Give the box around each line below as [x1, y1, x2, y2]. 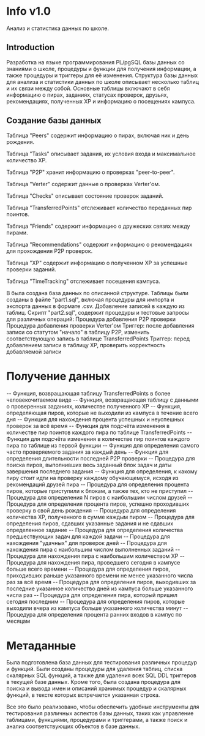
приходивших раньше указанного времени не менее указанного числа [6, 571, 193, 579]
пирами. [6, 228, 29, 236]
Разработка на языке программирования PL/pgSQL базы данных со [6, 58, 185, 66]
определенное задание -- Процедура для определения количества [6, 526, 184, 533]
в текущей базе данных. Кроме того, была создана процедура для [6, 678, 181, 686]
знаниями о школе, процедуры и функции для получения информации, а [6, 65, 197, 72]
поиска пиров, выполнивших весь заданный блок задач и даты [6, 461, 172, 468]
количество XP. [6, 156, 47, 163]
